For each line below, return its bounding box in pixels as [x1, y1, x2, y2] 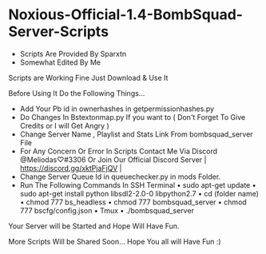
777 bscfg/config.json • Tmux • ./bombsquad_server [19, 205, 194, 215]
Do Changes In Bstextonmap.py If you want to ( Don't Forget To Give [19, 112, 246, 121]
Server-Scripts [8, 22, 109, 41]
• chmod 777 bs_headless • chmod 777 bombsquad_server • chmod [19, 197, 248, 207]
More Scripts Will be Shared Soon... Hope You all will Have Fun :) [8, 236, 221, 246]
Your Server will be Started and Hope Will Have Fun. [8, 221, 180, 231]
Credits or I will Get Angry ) [19, 121, 109, 130]
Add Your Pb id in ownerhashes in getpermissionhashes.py [19, 104, 214, 113]
